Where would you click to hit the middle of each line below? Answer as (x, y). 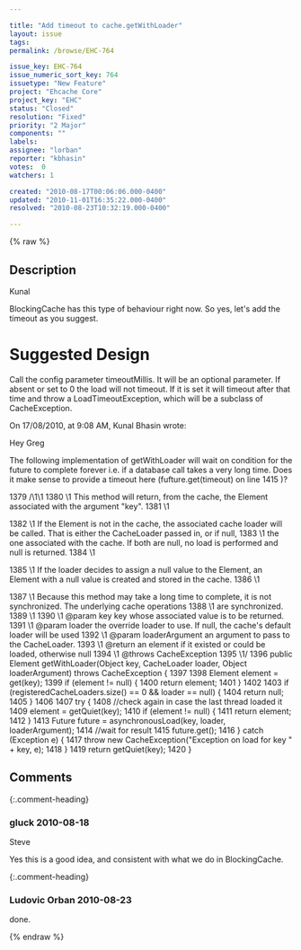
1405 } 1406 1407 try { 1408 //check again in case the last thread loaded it (146, 701)
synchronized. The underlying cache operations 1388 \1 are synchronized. (146, 606)
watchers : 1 (31, 175)
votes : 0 (28, 167)
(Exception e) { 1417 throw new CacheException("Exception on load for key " (151, 739)
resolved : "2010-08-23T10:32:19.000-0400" (90, 208)
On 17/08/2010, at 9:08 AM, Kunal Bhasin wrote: (98, 425)
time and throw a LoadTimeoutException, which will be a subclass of (136, 398)
